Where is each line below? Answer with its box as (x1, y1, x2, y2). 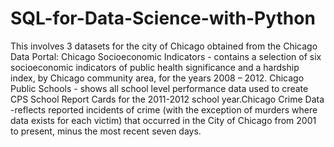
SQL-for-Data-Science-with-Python (10, 7, 316, 30)
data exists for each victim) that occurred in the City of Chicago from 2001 (10, 114, 317, 126)
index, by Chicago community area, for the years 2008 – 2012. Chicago (10, 72, 305, 84)
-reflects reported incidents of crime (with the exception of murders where (10, 103, 318, 116)
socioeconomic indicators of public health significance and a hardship (10, 61, 300, 73)
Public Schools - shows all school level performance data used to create (10, 82, 309, 94)
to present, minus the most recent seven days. (10, 125, 202, 137)
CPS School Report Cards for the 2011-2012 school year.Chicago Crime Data (10, 93, 325, 105)
